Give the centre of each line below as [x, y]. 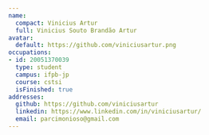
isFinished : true [44, 89]
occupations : [30, 52]
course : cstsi [39, 82]
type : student [39, 67]
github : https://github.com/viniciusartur [87, 104]
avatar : [21, 38]
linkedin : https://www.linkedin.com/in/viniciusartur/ [108, 112]
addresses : [26, 97]
